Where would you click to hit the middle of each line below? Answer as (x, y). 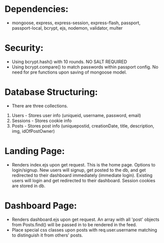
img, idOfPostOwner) (33, 131)
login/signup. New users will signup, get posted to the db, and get (79, 170)
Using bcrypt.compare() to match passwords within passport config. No (85, 67)
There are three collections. (40, 106)
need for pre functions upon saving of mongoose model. (69, 72)
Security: (24, 48)
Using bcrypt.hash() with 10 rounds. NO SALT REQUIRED (69, 61)
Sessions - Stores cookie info (42, 121)
